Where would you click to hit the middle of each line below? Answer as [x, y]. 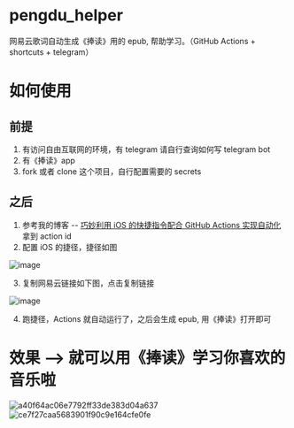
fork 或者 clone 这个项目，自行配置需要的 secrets [112, 171]
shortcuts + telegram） [51, 52]
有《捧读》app [48, 160]
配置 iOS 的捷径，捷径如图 [70, 247]
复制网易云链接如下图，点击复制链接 [88, 283]
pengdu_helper [66, 15]
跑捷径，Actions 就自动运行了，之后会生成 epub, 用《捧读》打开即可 [147, 318]
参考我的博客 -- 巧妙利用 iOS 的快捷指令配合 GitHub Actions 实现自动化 [151, 225]
